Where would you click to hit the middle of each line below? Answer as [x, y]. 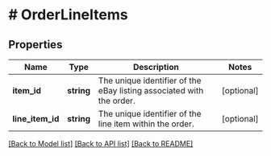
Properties [35, 45]
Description [156, 67]
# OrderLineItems [68, 15]
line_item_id [36, 119]
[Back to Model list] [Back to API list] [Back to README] [101, 144]
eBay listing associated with [151, 90]
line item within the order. [146, 124]
